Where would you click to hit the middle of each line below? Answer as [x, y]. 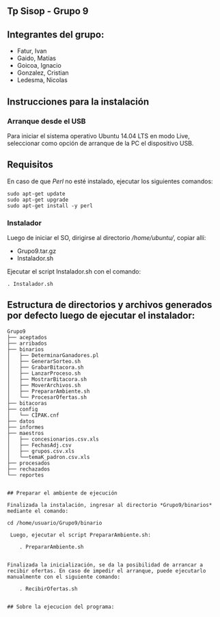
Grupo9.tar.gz [37, 251]
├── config [23, 409]
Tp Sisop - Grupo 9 [48, 11]
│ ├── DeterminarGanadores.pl [53, 355]
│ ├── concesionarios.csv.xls [53, 439]
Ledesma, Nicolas [42, 80]
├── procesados [29, 463]
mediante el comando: [38, 511]
